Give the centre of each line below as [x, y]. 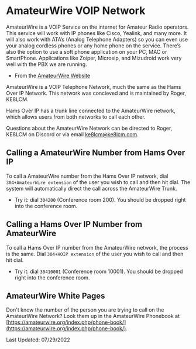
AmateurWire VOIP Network [76, 11]
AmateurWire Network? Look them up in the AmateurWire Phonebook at [93, 316]
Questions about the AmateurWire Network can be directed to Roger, [89, 128]
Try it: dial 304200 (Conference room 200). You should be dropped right [100, 199]
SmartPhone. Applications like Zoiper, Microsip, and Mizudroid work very [94, 58]
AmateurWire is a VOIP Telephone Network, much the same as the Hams [94, 87]
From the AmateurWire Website [52, 75]
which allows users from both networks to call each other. [76, 117]
